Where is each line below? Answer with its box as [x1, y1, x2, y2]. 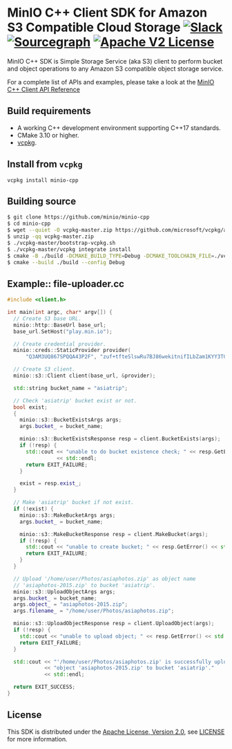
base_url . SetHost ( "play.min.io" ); [13, 328, 113, 335]
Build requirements [7, 105, 91, 117]
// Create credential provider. [13, 340, 107, 347]
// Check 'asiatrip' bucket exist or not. [13, 397, 137, 404]
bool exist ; [13, 403, 48, 411]
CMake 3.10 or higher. [17, 131, 79, 139]
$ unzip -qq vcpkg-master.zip [7, 233, 95, 240]
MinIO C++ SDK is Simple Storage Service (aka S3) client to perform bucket [7, 57, 223, 65]
